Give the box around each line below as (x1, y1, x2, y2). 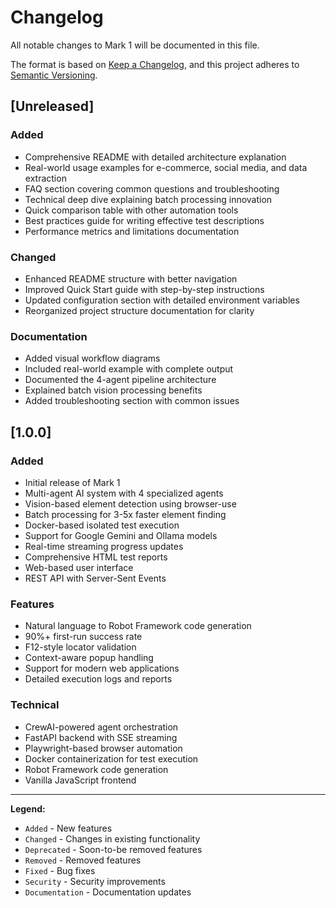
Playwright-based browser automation (24, 742, 183, 754)
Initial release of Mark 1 (24, 476, 121, 488)
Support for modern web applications (24, 662, 180, 675)
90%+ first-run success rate (24, 631, 143, 643)
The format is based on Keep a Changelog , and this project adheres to (10, 58, 300, 70)
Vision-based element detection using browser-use (24, 497, 237, 510)
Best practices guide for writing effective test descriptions (24, 214, 265, 226)
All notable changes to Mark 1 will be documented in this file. (10, 39, 260, 51)
